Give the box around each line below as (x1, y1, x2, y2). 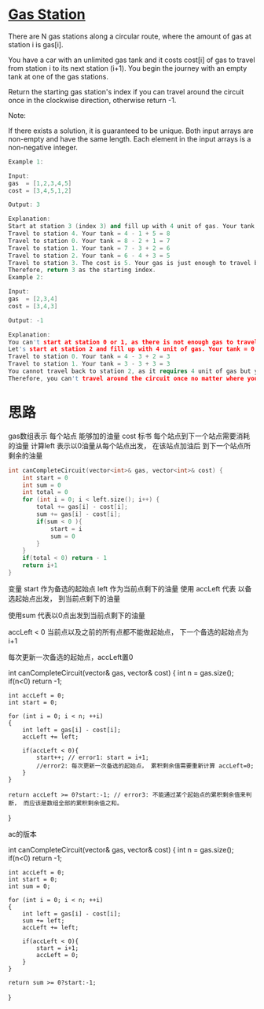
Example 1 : (8, 157, 44, 166)
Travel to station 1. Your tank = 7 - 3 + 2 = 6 (8, 244, 170, 252)
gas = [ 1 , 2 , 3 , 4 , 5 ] (8, 179, 72, 187)
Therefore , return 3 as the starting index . (8, 266, 156, 274)
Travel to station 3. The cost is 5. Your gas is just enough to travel (8, 259, 251, 267)
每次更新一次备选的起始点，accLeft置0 (8, 652, 134, 661)
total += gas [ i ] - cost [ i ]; (36, 503, 128, 511)
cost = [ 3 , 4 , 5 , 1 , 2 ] (8, 186, 72, 194)
